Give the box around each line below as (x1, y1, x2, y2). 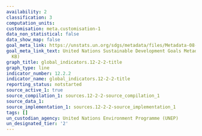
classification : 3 (6, 14, 52, 20)
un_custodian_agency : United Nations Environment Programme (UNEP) (6, 115, 179, 121)
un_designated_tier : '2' (6, 121, 69, 127)
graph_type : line (6, 64, 50, 71)
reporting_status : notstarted (6, 82, 82, 88)
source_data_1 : (6, 98, 44, 104)
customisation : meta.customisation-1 (6, 25, 101, 32)
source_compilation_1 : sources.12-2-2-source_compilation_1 (6, 93, 161, 99)
